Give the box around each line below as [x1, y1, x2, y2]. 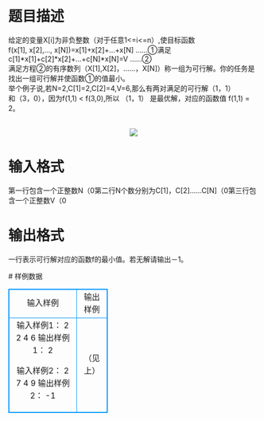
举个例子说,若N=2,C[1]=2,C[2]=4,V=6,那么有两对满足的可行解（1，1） [8, 83, 235, 92]
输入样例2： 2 [16, 364, 69, 376]
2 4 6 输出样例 [15, 332, 70, 343]
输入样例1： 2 [16, 320, 69, 331]
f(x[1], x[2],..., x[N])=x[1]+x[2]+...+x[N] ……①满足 [8, 45, 172, 54]
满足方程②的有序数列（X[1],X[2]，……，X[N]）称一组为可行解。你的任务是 [8, 63, 255, 73]
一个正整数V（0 [14, 195, 67, 205]
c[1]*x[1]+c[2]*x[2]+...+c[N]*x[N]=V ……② [8, 53, 153, 64]
